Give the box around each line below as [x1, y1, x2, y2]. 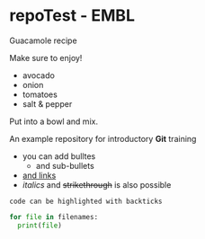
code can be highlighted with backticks [9, 197, 164, 206]
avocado [22, 69, 56, 81]
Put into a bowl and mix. [9, 116, 99, 127]
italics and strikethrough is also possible [22, 179, 172, 190]
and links [22, 170, 57, 181]
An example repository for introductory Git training [9, 133, 197, 144]
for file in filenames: [9, 212, 99, 221]
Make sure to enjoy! [9, 52, 83, 63]
